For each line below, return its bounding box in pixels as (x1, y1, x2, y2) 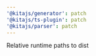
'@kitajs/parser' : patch (6, 23, 77, 29)
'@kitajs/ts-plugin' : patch (6, 16, 87, 23)
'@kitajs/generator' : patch (6, 10, 87, 17)
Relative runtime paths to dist (6, 42, 89, 50)
